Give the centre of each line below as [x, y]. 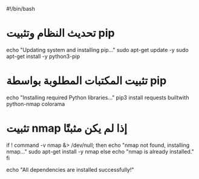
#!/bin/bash [21, 9]
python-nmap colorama [36, 104]
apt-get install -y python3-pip [43, 56]
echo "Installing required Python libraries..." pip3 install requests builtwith [98, 97]
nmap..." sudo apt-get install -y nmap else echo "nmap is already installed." [100, 151]
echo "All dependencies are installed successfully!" [70, 169]
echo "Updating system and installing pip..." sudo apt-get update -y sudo [97, 50]
